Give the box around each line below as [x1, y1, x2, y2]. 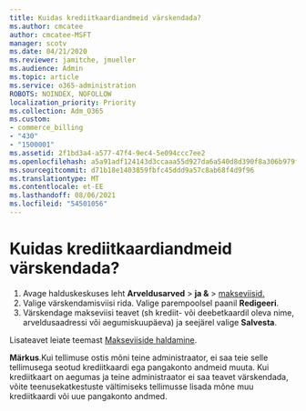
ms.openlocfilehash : [9, 156, 88, 166]
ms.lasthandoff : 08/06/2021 [9, 191, 117, 200]
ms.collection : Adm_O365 [9, 106, 104, 115]
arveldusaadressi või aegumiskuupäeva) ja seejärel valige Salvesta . [22, 316, 278, 327]
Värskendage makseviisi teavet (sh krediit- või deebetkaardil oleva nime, [22, 306, 294, 318]
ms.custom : [9, 115, 51, 124]
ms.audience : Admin [9, 65, 84, 74]
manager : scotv [9, 38, 67, 48]
